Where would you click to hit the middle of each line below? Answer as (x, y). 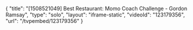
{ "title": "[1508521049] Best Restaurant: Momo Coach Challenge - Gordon (96, 9)
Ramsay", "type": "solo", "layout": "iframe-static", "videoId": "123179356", (95, 15)
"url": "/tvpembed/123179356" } (44, 21)
